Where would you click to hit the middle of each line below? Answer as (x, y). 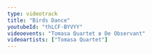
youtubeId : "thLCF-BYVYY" (45, 27)
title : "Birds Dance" (39, 20)
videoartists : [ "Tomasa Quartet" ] (58, 40)
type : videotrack (33, 14)
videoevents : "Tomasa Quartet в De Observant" (76, 33)
